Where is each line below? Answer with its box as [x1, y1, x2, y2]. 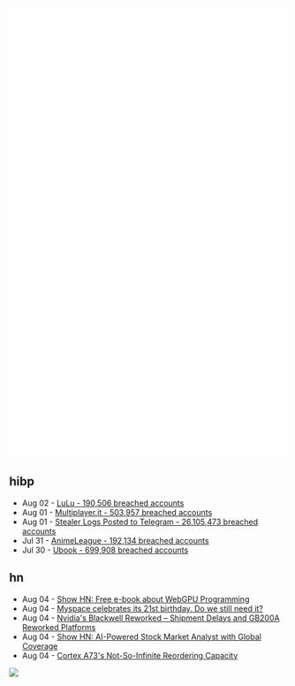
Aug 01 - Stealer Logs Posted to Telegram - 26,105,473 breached [21, 516, 259, 527]
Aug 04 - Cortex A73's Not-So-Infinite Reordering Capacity [21, 650, 238, 660]
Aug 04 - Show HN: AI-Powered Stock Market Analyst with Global [21, 631, 262, 642]
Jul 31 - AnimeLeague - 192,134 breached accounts [21, 535, 209, 545]
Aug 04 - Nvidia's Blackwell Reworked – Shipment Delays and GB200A [21, 613, 280, 623]
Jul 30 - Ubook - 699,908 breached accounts [21, 545, 189, 555]
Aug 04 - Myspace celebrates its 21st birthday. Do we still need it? [21, 603, 263, 614]
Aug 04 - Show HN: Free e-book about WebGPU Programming [21, 593, 250, 604]
